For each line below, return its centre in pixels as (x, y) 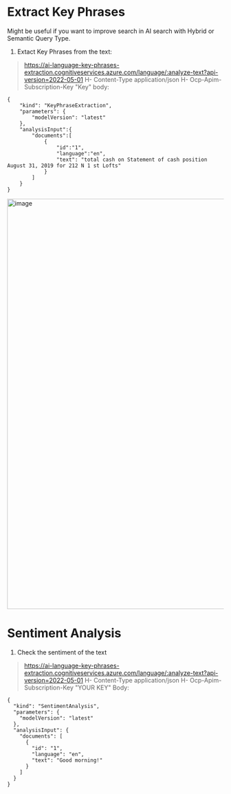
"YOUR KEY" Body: (102, 687)
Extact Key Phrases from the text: (64, 52)
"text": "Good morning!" (67, 760)
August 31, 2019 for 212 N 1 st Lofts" (64, 166)
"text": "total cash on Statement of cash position (132, 159)
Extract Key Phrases (66, 12)
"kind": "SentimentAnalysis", (56, 706)
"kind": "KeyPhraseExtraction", (66, 105)
